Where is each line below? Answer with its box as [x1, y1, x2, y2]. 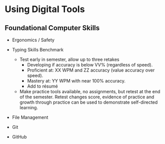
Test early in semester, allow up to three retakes [19, 56, 120, 62]
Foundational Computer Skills [5, 24, 100, 32]
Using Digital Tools [5, 4, 85, 15]
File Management [12, 114, 48, 120]
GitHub [12, 134, 27, 139]
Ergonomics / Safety [12, 37, 55, 43]
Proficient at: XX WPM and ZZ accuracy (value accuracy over [27, 67, 155, 73]
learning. [19, 105, 38, 110]
